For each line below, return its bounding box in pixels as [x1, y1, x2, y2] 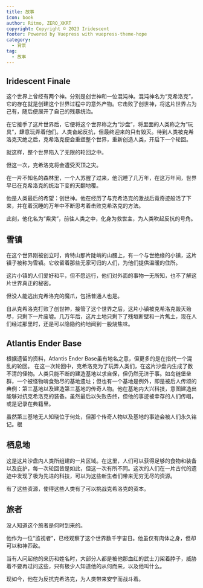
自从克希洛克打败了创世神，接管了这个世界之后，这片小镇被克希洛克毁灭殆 [6, 305, 192, 313]
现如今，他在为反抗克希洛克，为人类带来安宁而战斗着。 [6, 575, 144, 583]
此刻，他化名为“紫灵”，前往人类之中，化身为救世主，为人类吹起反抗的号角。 [6, 215, 196, 222]
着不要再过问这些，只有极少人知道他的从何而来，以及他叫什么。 [6, 562, 165, 569]
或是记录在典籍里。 [6, 400, 54, 407]
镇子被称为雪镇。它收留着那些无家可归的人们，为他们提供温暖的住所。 [6, 259, 181, 266]
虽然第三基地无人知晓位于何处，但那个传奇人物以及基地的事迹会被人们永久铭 [6, 413, 197, 420]
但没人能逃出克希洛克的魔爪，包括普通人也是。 [6, 292, 123, 299]
